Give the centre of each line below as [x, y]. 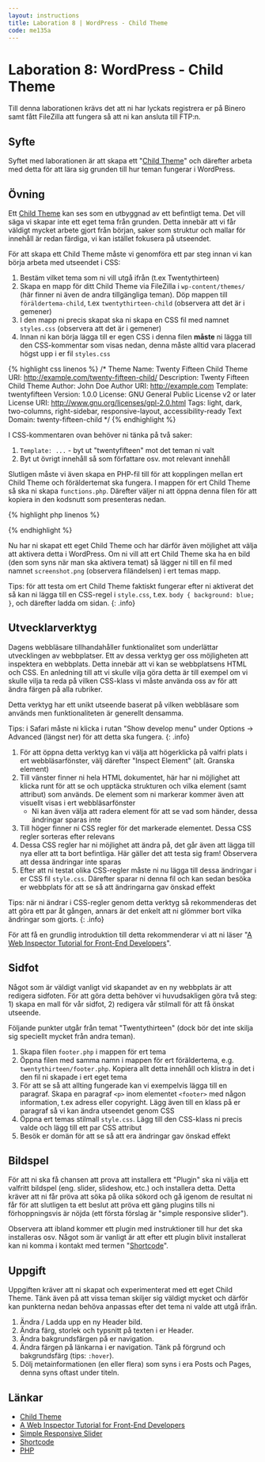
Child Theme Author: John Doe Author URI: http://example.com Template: [128, 386]
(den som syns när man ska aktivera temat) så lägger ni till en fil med [120, 562]
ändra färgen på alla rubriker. [55, 689]
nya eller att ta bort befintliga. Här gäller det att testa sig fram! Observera [138, 853]
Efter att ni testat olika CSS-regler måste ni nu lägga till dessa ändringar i [138, 870]
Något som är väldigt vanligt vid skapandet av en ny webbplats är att [120, 987]
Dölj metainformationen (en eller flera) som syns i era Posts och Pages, [135, 1364]
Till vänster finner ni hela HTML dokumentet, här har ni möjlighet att [130, 777]
